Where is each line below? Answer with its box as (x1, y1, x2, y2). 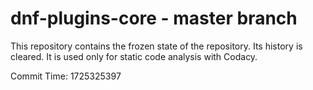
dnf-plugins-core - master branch (10, 7, 298, 30)
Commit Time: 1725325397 (10, 70, 122, 82)
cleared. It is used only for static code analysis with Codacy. (10, 50, 258, 62)
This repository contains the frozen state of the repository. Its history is (10, 40, 303, 52)
